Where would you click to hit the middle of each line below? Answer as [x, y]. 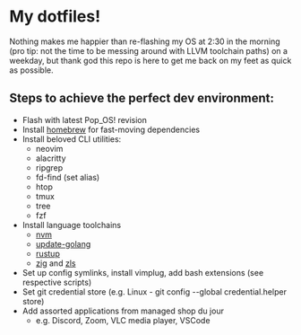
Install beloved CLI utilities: [72, 139]
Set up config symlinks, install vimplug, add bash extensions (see [143, 272]
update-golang [63, 243]
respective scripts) [57, 282]
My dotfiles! [55, 17]
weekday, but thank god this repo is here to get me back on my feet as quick [150, 60]
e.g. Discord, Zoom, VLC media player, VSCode [123, 320]
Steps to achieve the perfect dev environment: [142, 98]
